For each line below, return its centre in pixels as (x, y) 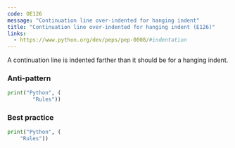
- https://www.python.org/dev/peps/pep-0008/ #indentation (101, 40)
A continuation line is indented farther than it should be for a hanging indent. (118, 60)
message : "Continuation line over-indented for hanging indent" (103, 20)
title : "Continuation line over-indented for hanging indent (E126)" (112, 27)
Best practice (31, 118)
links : (17, 33)
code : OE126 (25, 14)
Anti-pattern (29, 78)
